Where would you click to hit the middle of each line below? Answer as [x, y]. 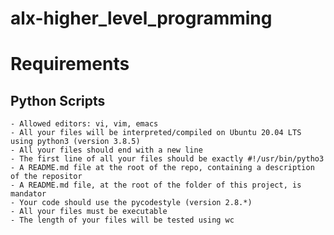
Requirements [70, 64]
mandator [28, 194]
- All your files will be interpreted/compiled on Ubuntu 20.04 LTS [156, 133]
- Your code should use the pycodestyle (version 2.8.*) [131, 203]
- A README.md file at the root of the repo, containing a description [162, 168]
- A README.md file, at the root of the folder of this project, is [156, 185]
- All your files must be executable [89, 212]
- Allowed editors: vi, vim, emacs [84, 124]
